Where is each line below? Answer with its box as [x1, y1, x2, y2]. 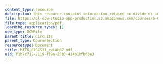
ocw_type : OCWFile [5, 29, 42, 34]
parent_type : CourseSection [5, 38, 62, 43]
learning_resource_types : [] [5, 25, 64, 30]
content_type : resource [5, 7, 53, 12]
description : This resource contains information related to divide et [5, 12, 153, 16]
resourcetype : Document [5, 43, 53, 48]
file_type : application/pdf [5, 20, 62, 26]
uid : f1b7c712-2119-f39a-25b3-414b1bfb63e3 [5, 51, 95, 57]
